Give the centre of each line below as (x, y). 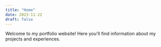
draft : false (19, 19)
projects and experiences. (33, 39)
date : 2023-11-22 (24, 15)
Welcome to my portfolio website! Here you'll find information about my (81, 34)
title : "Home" (21, 10)
